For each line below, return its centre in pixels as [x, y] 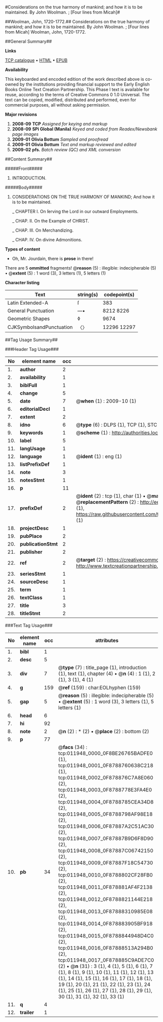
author [28, 369]
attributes [107, 640]
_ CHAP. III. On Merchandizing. [43, 230]
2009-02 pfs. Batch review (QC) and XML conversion [66, 150]
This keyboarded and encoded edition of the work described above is [75, 79]
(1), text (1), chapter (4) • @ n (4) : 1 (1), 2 [107, 674]
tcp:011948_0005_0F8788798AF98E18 [105, 814]
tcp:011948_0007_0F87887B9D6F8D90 [106, 838]
